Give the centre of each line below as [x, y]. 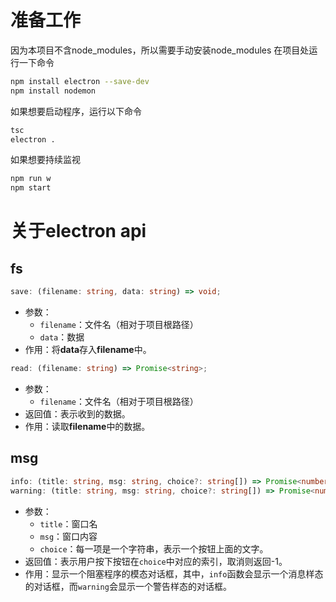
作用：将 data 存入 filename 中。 [88, 350]
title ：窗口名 [68, 523]
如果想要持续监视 [45, 160]
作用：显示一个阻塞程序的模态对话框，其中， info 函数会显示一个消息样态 [174, 573]
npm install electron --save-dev [80, 81]
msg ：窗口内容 [68, 536]
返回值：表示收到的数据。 [77, 413]
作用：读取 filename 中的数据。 [87, 426]
